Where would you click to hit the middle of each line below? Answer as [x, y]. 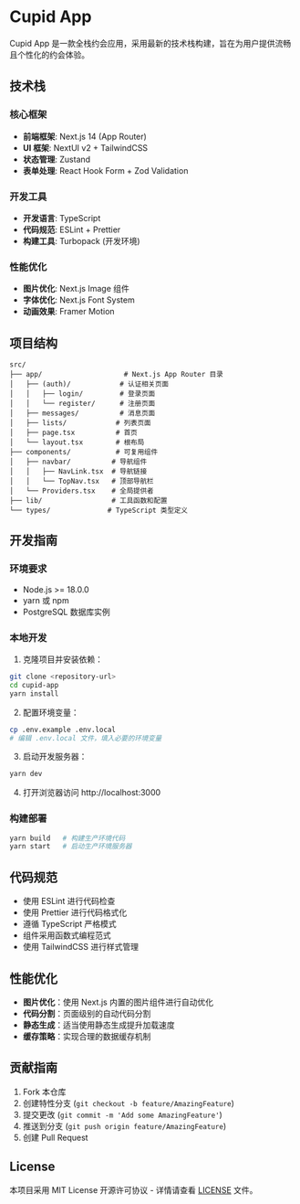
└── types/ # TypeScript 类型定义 [99, 511]
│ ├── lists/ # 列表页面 [81, 423]
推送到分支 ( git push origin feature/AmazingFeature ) [124, 1125]
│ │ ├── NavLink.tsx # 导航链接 [78, 472]
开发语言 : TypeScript [62, 218]
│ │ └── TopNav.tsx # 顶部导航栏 [82, 482]
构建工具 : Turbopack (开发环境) [81, 240]
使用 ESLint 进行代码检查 [69, 901]
